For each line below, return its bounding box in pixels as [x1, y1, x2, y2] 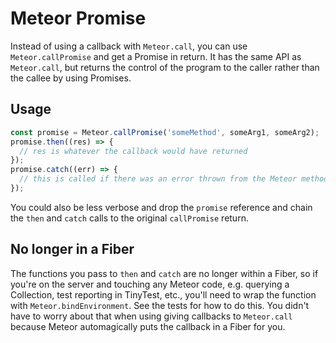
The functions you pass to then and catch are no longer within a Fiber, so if [10, 267, 319, 279]
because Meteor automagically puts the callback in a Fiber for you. [10, 320, 286, 332]
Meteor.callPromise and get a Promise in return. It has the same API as [10, 50, 302, 62]
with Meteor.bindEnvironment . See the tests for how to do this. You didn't [10, 299, 310, 311]
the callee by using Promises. [10, 72, 132, 84]
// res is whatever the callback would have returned [19, 146, 248, 156]
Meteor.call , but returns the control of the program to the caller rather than [10, 61, 320, 73]
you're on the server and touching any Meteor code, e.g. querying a [10, 278, 290, 290]
